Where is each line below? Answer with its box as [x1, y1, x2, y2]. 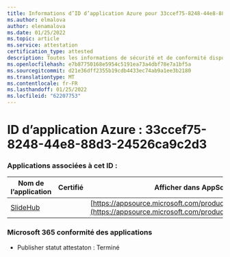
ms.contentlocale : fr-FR [7, 80, 78, 87]
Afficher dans [153, 182, 201, 192]
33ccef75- [144, 122, 207, 137]
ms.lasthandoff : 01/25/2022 [7, 86, 88, 93]
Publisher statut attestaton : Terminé [16, 243, 120, 252]
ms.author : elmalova [7, 16, 66, 23]
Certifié [57, 182, 84, 192]
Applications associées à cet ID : [7, 161, 118, 171]
